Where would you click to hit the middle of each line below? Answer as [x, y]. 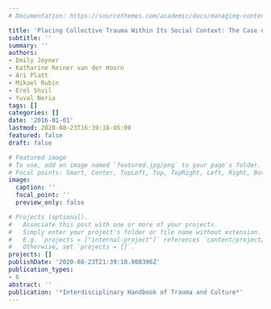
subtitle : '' [30, 38]
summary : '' [28, 45]
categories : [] [34, 113]
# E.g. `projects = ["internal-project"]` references [104, 240]
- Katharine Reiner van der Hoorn [67, 68]
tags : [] [23, 106]
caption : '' [36, 188]
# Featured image [38, 157]
